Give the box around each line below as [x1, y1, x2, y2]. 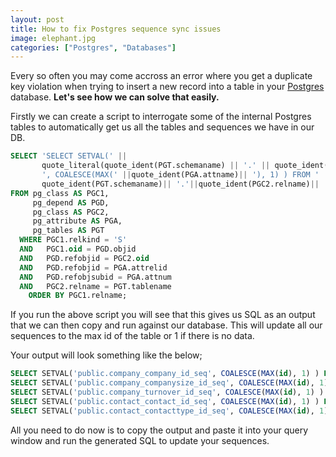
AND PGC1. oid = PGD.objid [19, 244, 137, 254]
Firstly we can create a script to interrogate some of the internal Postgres [10, 111, 312, 123]
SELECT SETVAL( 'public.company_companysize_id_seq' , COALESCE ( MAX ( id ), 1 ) [10, 378, 329, 388]
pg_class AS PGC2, [32, 207, 110, 217]
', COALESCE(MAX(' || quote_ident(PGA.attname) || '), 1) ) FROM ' [41, 170, 320, 180]
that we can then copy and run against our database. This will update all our [10, 319, 323, 331]
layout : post [10, 14, 65, 25]
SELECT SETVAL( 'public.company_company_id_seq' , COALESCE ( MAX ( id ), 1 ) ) [10, 369, 320, 379]
